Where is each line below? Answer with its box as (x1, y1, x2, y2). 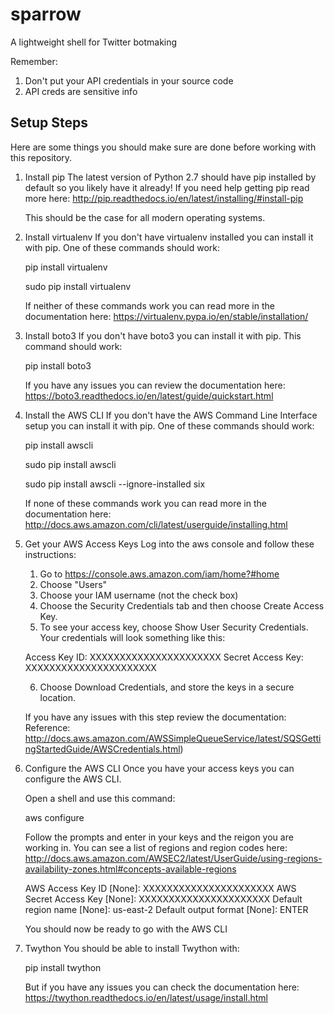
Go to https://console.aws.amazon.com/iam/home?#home (39, 568, 280, 580)
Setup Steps (10, 114, 88, 132)
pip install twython (24, 961, 102, 973)
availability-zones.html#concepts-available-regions (24, 863, 237, 875)
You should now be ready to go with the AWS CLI (24, 923, 228, 935)
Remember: (10, 55, 58, 67)
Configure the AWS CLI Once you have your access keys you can (24, 762, 295, 774)
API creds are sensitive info (24, 85, 138, 97)
